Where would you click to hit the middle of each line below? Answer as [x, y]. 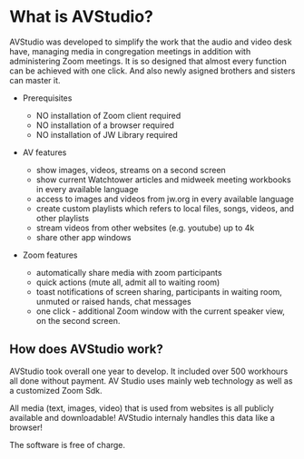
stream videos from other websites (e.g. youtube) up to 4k [145, 228]
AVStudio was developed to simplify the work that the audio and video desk [151, 42]
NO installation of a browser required [105, 125]
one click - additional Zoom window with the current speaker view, [161, 311]
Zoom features [50, 255]
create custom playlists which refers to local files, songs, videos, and [165, 208]
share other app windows [83, 237]
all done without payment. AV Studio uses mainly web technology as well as [151, 381]
